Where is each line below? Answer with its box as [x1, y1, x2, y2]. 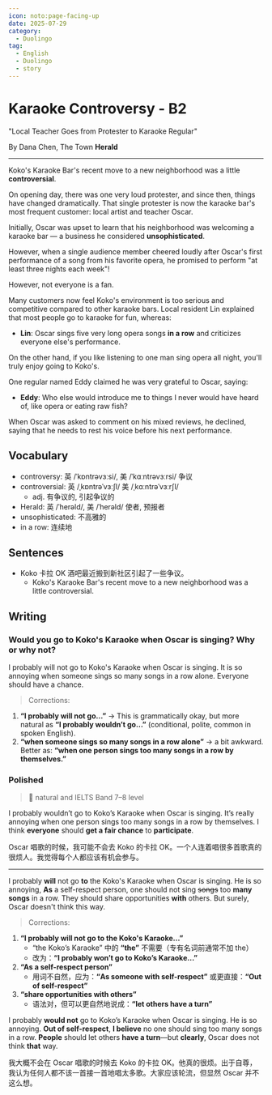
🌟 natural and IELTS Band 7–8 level [28, 793, 144, 803]
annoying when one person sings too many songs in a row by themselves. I [8, 817, 259, 827]
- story [15, 65, 42, 73]
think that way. [8, 1042, 58, 1051]
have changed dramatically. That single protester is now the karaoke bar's [8, 198, 256, 207]
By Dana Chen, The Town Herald [8, 142, 119, 151]
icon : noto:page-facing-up [8, 11, 100, 20]
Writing [8, 609, 47, 624]
